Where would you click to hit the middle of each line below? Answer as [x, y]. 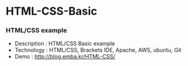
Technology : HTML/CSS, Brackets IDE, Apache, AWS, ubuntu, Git [98, 50]
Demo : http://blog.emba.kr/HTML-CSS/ [65, 57]
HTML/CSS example [37, 31]
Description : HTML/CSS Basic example [65, 43]
